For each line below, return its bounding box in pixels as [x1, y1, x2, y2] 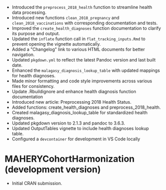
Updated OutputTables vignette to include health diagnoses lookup [11, 126, 149, 131]
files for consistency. [11, 83, 55, 89]
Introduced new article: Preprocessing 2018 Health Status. [11, 99, 132, 105]
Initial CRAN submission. [11, 180, 63, 186]
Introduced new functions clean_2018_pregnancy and [11, 15, 120, 20]
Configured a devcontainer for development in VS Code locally [11, 136, 140, 142]
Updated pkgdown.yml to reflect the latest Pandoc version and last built [11, 57, 156, 63]
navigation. [11, 52, 35, 58]
